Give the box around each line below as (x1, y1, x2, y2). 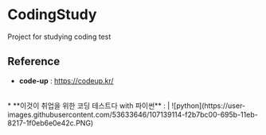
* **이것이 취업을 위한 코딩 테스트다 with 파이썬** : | (7, 101, 170, 110)
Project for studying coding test (7, 32, 111, 41)
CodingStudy (7, 6, 97, 24)
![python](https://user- (171, 101, 246, 110)
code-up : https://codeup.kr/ (18, 75, 114, 85)
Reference (7, 55, 61, 68)
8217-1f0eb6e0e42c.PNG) (7, 118, 94, 128)
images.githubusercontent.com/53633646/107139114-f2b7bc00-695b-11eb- (7, 110, 258, 119)
